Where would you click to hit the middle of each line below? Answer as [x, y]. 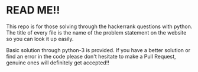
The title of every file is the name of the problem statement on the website [96, 32]
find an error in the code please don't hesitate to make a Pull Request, [91, 56]
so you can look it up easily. [40, 39]
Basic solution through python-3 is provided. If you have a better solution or [98, 50]
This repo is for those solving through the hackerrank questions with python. [99, 26]
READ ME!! [33, 10]
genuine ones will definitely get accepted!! [58, 63]
